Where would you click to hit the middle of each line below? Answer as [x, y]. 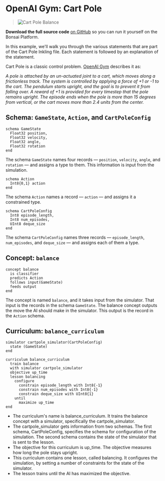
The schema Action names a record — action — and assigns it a [71, 197]
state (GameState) [29, 347]
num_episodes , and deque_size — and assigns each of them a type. [72, 242]
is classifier [24, 273]
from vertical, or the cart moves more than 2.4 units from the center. [75, 102]
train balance [24, 364]
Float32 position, [29, 133]
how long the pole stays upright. [45, 452]
